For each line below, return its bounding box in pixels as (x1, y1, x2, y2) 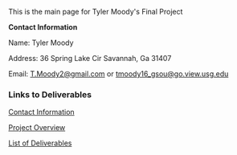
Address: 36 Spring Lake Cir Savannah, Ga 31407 (8, 54, 172, 63)
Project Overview (8, 123, 66, 133)
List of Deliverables (8, 138, 72, 148)
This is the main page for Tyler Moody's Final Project (8, 7, 183, 16)
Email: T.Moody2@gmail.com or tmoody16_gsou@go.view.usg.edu (8, 69, 229, 79)
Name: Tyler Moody (8, 38, 74, 47)
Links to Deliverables (8, 88, 92, 100)
